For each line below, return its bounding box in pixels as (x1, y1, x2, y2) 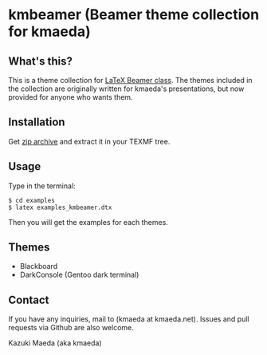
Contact (8, 293, 49, 306)
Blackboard (19, 262, 58, 271)
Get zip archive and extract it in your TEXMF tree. (8, 136, 171, 146)
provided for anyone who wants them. (8, 93, 133, 101)
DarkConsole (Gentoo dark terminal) (19, 270, 139, 280)
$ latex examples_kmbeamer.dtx (8, 203, 112, 211)
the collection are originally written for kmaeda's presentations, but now (8, 84, 245, 93)
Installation (8, 116, 65, 129)
